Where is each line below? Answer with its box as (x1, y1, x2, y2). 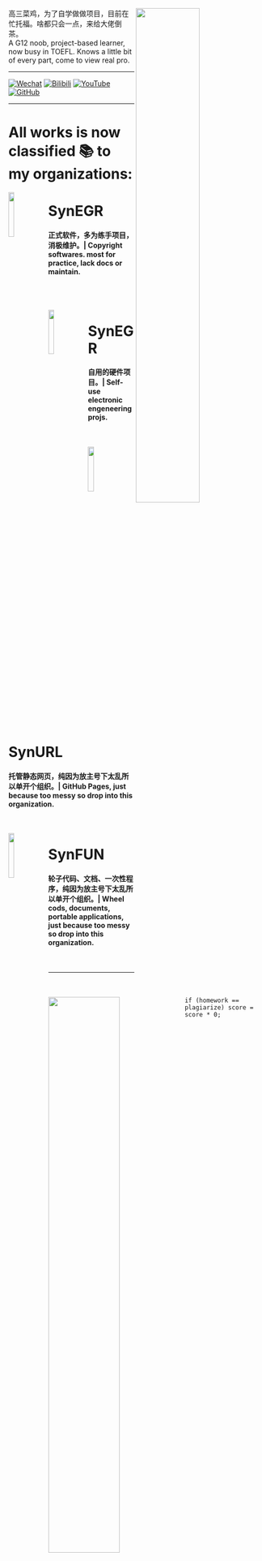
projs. (87, 412, 108, 422)
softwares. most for (48, 249, 116, 259)
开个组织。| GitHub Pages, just (22, 781, 127, 791)
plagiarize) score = (184, 1004, 254, 1012)
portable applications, (48, 911, 124, 921)
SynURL (8, 742, 63, 761)
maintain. (48, 266, 81, 276)
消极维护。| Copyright (48, 240, 123, 250)
